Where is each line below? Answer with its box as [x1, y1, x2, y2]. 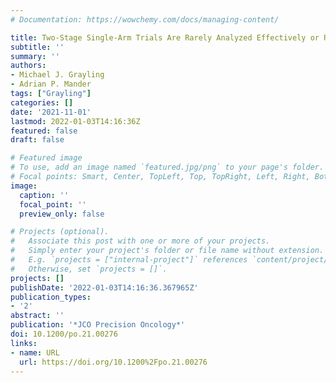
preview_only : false [19, 209, 105, 219]
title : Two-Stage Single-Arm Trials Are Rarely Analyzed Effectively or [10, 32, 320, 43]
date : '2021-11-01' [10, 107, 92, 117]
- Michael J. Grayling [10, 70, 105, 80]
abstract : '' [10, 311, 65, 321]
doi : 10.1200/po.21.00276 [10, 329, 118, 339]
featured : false [10, 126, 78, 136]
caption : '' [19, 190, 70, 200]
